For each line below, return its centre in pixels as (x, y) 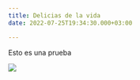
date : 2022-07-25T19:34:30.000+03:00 (70, 23)
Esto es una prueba (40, 52)
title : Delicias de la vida (55, 15)
